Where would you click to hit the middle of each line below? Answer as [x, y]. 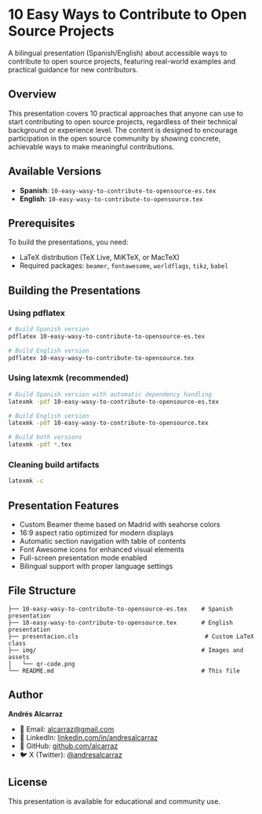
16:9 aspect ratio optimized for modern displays [96, 533]
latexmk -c [26, 481]
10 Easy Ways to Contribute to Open [127, 15]
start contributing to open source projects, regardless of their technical [123, 121]
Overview [33, 95]
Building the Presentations [75, 290]
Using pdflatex [36, 313]
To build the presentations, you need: [68, 242]
